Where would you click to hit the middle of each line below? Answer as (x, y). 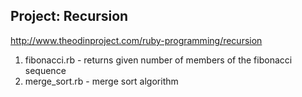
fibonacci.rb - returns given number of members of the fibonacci (158, 60)
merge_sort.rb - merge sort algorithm (101, 81)
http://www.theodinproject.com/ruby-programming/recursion (136, 40)
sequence (45, 70)
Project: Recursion (69, 16)
